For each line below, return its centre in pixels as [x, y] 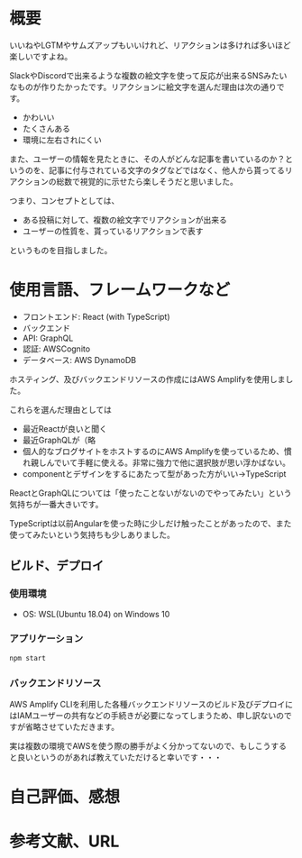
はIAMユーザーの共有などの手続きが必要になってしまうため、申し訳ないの [147, 716]
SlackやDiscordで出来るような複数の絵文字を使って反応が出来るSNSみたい [148, 75]
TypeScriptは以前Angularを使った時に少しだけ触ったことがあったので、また [151, 523]
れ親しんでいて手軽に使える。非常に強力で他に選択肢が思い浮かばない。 [156, 462]
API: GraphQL [48, 338]
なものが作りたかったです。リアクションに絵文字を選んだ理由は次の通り [143, 87]
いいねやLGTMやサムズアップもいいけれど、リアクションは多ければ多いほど [150, 45]
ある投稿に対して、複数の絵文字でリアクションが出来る [124, 219]
